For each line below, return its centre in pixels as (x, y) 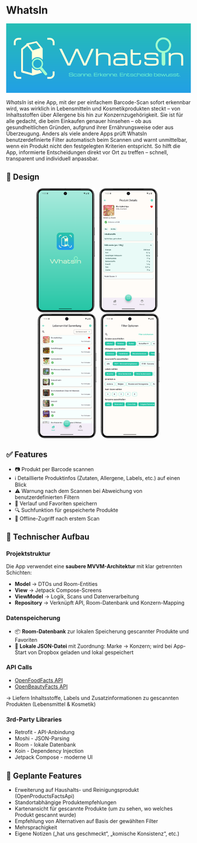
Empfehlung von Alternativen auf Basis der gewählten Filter (86, 821)
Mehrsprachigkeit (36, 827)
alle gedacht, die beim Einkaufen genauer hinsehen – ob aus (79, 121)
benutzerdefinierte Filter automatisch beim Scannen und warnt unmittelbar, (97, 139)
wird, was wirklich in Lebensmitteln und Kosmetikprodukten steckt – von (93, 108)
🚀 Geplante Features (44, 776)
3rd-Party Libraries (34, 719)
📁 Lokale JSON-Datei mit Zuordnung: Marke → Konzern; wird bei (93, 646)
